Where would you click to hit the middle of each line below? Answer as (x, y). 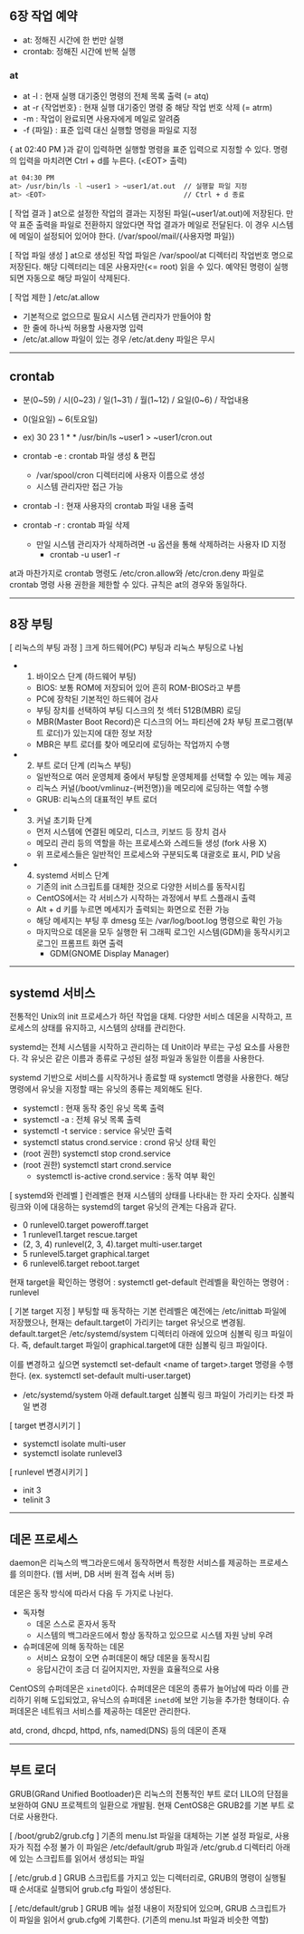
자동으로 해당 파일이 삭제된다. (78, 277)
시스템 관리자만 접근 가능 (80, 486)
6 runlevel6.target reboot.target (81, 1264)
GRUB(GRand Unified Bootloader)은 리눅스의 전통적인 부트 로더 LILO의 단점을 (149, 1793)
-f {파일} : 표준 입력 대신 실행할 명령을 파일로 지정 (109, 131)
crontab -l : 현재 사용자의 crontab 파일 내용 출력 (108, 505)
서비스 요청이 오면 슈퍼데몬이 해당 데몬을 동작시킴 (123, 1657)
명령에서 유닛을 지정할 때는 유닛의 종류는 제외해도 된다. (106, 1089)
